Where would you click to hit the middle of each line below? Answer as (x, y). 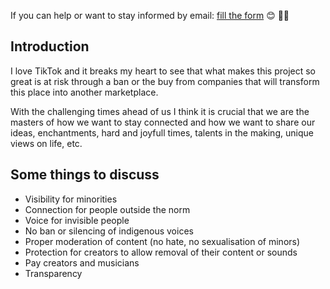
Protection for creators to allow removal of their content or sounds (161, 252)
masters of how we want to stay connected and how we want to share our (163, 122)
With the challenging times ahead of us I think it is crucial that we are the (160, 111)
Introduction (50, 46)
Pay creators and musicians (82, 262)
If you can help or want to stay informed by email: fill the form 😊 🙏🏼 (150, 15)
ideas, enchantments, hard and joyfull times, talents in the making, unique (162, 132)
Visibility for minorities (71, 199)
